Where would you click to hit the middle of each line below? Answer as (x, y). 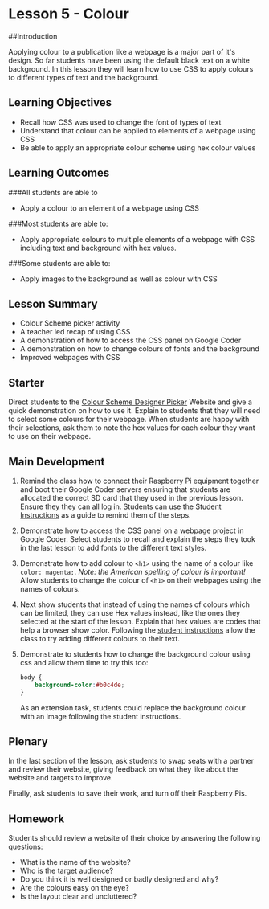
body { (31, 678)
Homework (37, 819)
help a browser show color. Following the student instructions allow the (137, 630)
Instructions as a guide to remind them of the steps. (105, 515)
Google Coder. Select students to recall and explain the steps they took (137, 539)
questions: (26, 847)
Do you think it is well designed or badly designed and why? (119, 879)
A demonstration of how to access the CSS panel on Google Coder (130, 340)
